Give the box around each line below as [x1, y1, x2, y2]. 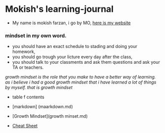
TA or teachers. [12, 64, 44, 70]
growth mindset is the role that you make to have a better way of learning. [5, 74, 156, 80]
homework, [12, 48, 35, 55]
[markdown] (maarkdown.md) [12, 104, 73, 110]
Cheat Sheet [12, 123, 38, 129]
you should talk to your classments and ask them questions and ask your [12, 59, 160, 65]
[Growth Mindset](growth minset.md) [12, 113, 88, 119]
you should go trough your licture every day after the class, [12, 54, 132, 60]
